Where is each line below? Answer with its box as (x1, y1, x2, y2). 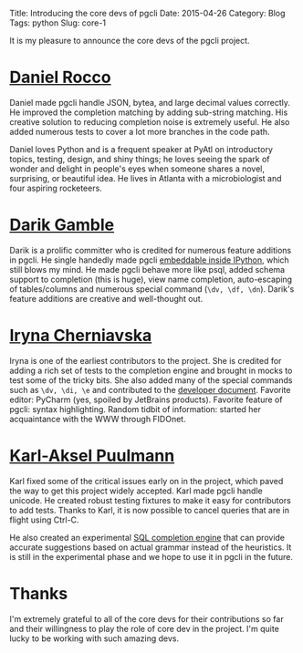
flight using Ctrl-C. (9, 514, 79, 525)
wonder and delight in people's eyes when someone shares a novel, (9, 163, 266, 174)
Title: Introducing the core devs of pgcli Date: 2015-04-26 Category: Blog (9, 8, 286, 18)
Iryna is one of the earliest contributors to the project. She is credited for (9, 355, 282, 366)
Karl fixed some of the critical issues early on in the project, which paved (9, 475, 284, 486)
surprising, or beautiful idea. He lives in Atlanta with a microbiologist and (9, 172, 282, 183)
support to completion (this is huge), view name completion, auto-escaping (9, 274, 293, 285)
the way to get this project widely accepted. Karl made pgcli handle (9, 485, 263, 496)
